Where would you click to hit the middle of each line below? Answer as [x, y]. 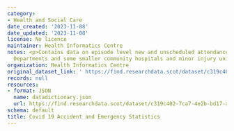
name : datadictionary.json [53, 98]
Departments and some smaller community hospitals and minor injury [115, 59]
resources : [23, 85]
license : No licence [37, 40]
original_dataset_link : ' [45, 71]
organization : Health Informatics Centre [68, 65]
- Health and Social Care [45, 20]
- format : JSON [29, 91]
